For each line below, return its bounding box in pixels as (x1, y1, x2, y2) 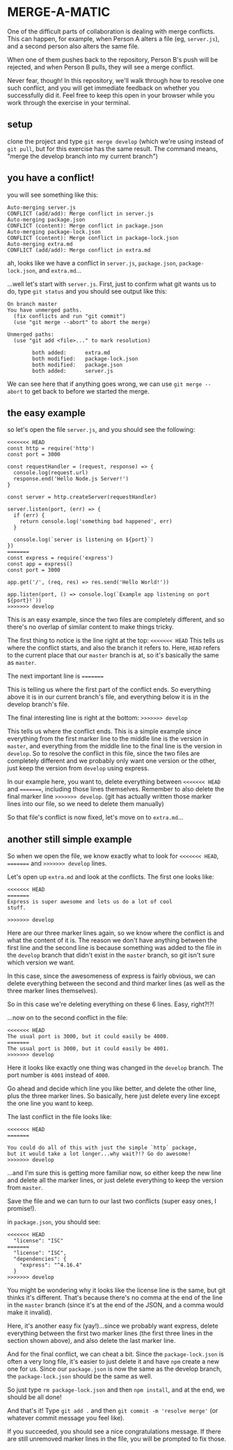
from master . (7, 1184, 43, 1192)
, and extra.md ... (35, 266, 82, 275)
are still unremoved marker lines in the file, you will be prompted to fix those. (7, 1435, 227, 1443)
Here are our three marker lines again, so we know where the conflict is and (7, 929, 225, 937)
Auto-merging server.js (7, 204, 77, 211)
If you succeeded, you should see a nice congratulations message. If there (7, 1427, 221, 1436)
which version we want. (7, 958, 75, 967)
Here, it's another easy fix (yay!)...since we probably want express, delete (7, 1322, 219, 1330)
